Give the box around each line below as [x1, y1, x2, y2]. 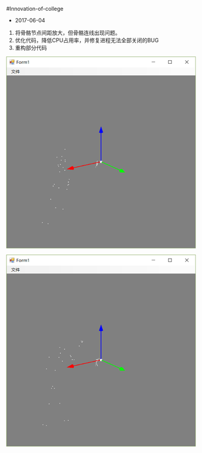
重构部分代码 [14, 45, 47, 51]
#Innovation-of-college [6, 5, 64, 12]
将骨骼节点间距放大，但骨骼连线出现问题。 [14, 29, 121, 36]
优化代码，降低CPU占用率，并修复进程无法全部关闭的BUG [14, 37, 159, 44]
